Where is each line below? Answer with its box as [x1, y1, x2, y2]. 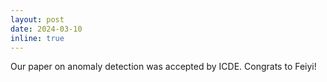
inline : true [10, 33, 65, 43]
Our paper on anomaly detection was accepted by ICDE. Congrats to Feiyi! [10, 61, 317, 73]
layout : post [10, 14, 65, 25]
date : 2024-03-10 [10, 24, 83, 34]
